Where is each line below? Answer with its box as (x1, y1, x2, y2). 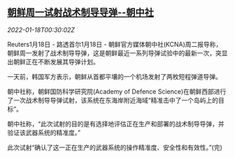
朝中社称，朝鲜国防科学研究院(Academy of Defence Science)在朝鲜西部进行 (7, 87, 227, 96)
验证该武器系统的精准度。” (7, 128, 81, 136)
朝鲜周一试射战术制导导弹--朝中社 (7, 6, 154, 19)
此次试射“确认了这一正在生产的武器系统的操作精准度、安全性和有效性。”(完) (7, 143, 222, 152)
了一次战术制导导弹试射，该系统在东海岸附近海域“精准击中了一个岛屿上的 (7, 96, 219, 104)
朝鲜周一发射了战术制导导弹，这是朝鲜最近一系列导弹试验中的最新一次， (7, 48, 215, 57)
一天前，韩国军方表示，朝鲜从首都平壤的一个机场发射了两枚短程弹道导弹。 (7, 72, 222, 80)
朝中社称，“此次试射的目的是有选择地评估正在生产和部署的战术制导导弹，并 (7, 120, 225, 128)
